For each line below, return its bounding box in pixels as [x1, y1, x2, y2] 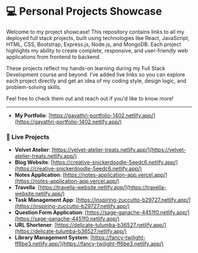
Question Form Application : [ [14, 209, 87, 216]
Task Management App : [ [14, 196, 78, 203]
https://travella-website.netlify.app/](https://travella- [39, 184, 167, 191]
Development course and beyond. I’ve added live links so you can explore [6, 71, 186, 78]
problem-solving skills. [6, 83, 61, 90]
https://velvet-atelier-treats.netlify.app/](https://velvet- [53, 146, 186, 153]
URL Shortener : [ [14, 222, 57, 229]
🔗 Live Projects [6, 133, 50, 141]
